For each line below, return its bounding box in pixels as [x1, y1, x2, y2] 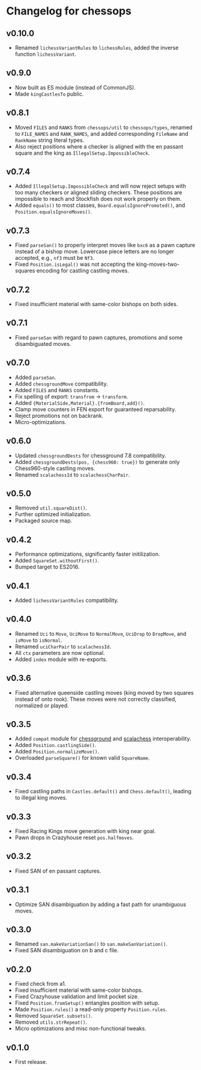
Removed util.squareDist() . [14, 504, 88, 512]
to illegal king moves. [14, 794, 68, 801]
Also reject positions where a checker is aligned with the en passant [14, 143, 184, 150]
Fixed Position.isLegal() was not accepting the [14, 260, 135, 268]
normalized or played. [14, 702, 69, 709]
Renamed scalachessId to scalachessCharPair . [14, 471, 130, 478]
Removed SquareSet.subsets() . [14, 1012, 93, 1019]
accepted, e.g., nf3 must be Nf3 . [14, 254, 95, 262]
